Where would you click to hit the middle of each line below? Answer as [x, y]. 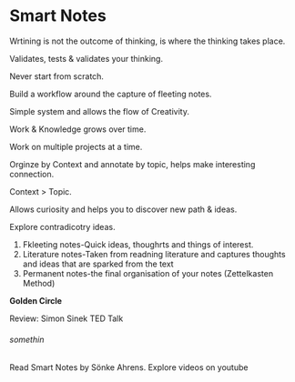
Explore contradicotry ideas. [62, 226]
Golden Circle [36, 300]
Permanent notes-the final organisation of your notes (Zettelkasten [148, 273]
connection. [32, 174]
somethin [27, 339]
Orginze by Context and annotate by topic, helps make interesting [132, 164]
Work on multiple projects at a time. [76, 146]
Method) [39, 283]
